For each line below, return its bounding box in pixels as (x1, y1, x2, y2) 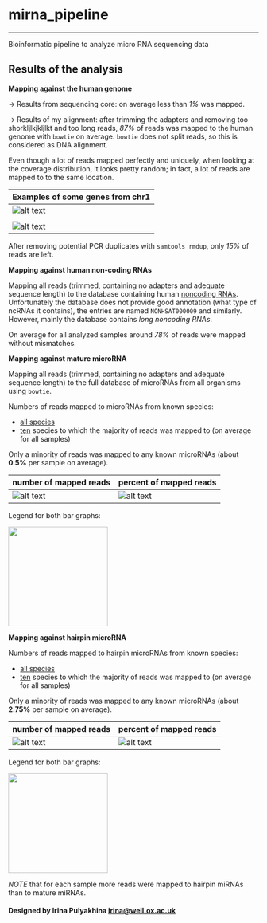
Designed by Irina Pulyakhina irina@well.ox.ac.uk (8, 906, 176, 916)
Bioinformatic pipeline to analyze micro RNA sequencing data (8, 39, 209, 49)
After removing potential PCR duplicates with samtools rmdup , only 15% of (8, 241, 250, 250)
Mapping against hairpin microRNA (8, 632, 127, 642)
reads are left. (8, 249, 54, 259)
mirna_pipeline (8, 6, 109, 24)
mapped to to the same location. (8, 172, 114, 182)
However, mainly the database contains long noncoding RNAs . (8, 314, 213, 324)
